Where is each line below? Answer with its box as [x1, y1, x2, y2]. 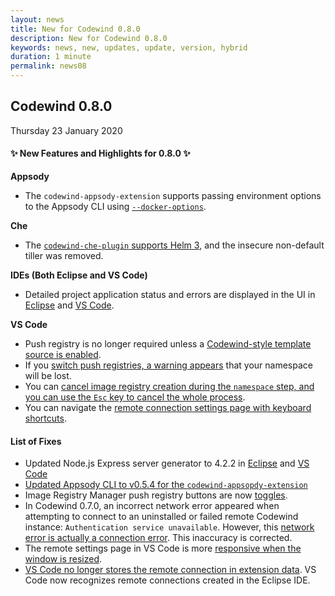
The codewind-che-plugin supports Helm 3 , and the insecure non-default [24, 239, 325, 251]
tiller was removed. [24, 250, 104, 262]
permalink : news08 [10, 61, 87, 71]
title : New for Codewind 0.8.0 [10, 24, 141, 34]
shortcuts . [24, 412, 67, 425]
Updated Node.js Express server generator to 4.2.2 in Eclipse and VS [24, 457, 310, 470]
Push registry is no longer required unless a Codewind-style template [24, 338, 312, 350]
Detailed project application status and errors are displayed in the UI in [24, 289, 316, 301]
